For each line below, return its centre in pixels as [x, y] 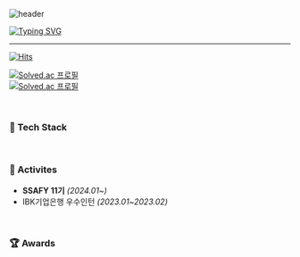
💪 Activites [33, 170]
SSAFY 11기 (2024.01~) [64, 190]
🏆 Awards [33, 243]
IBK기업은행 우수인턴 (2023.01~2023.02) [95, 202]
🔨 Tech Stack [38, 127]
